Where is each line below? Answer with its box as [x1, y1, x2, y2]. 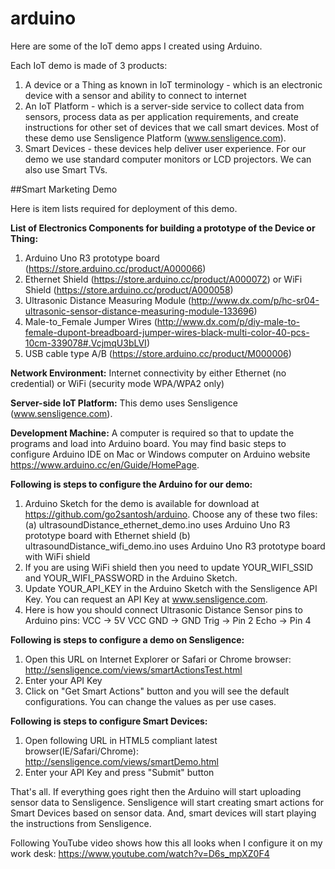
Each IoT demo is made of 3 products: [10, 59, 168, 71]
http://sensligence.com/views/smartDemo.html [24, 755, 219, 767]
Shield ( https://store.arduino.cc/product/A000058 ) [24, 283, 234, 296]
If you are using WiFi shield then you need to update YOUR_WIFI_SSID [24, 561, 314, 573]
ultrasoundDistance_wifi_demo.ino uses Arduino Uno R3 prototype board [24, 540, 326, 552]
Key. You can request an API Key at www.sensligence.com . [24, 593, 268, 605]
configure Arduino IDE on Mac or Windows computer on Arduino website [10, 448, 311, 460]
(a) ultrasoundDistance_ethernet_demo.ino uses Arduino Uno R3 [24, 518, 291, 531]
